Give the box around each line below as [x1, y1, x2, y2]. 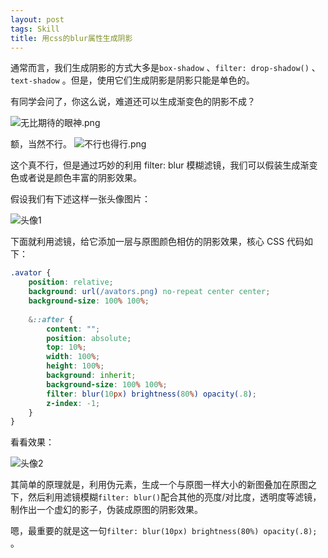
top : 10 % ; [46, 342, 87, 353]
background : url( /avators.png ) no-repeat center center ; [28, 287, 271, 297]
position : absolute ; [46, 333, 132, 343]
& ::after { [28, 314, 74, 325]
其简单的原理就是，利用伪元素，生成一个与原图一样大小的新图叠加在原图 [10, 479, 308, 491]
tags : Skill [10, 24, 60, 34]
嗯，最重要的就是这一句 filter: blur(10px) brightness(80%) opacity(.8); [10, 525, 318, 537]
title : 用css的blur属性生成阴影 [10, 33, 133, 43]
